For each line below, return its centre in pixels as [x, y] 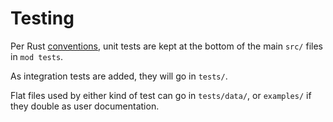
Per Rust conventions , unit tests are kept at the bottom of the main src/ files [166, 46]
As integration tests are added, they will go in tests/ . [119, 76]
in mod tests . [37, 56]
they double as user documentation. [85, 106]
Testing [42, 18]
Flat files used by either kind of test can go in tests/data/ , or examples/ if [161, 95]
